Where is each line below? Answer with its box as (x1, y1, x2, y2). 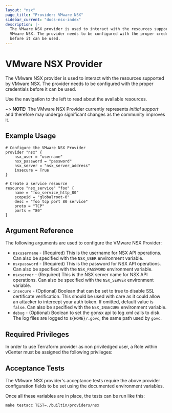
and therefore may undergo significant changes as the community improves (5, 111, 165, 117)
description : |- (5, 22, 40, 27)
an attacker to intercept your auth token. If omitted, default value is (12, 299, 154, 305)
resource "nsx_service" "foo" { (5, 185, 74, 191)
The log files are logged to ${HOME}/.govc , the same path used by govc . (12, 315, 162, 321)
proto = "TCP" (14, 203, 45, 209)
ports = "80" (14, 208, 42, 213)
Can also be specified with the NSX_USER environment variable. (12, 255, 144, 261)
